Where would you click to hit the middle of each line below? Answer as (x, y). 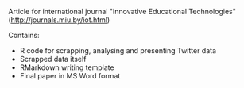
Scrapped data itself (53, 59)
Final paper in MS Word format (70, 76)
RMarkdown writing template (67, 67)
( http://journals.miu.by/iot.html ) (59, 20)
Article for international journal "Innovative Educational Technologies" (122, 11)
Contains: (24, 35)
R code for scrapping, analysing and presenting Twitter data (118, 50)
